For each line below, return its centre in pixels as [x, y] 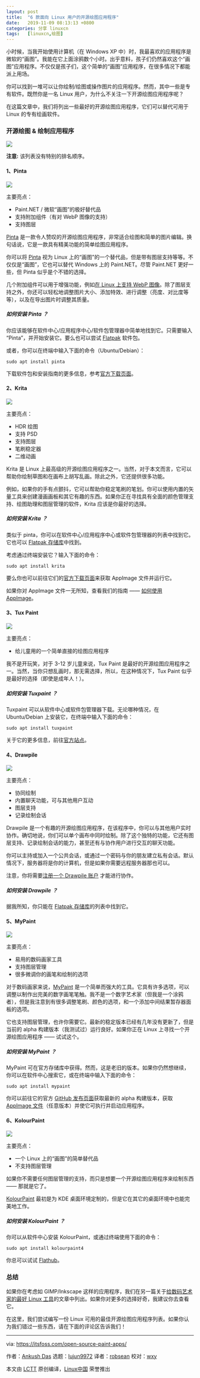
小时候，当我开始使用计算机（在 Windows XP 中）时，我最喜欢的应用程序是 [99, 52]
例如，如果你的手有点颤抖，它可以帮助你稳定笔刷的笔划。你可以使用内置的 [97, 489]
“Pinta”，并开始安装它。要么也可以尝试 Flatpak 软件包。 [75, 338]
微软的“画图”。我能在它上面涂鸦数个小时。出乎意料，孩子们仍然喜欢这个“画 [98, 59]
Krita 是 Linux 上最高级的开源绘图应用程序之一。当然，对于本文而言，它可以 [99, 469]
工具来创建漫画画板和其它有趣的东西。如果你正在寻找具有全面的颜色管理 [100, 496]
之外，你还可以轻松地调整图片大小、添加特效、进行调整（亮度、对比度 [97, 292]
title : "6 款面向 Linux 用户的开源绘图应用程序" [62, 17]
